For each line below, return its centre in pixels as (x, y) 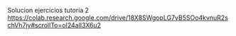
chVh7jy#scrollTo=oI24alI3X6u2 (54, 25)
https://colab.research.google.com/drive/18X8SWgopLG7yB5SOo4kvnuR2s (118, 18)
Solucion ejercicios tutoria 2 (48, 10)
